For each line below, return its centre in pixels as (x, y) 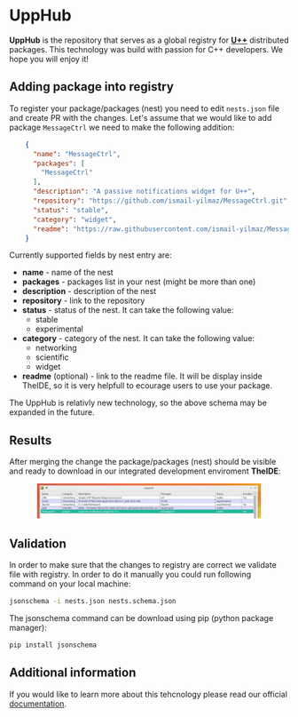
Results (31, 440)
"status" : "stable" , (71, 210)
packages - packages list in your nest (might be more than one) (139, 282)
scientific (52, 357)
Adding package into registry (92, 87)
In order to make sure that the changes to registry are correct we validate (143, 564)
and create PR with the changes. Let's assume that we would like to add (141, 117)
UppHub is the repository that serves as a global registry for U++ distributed (149, 40)
